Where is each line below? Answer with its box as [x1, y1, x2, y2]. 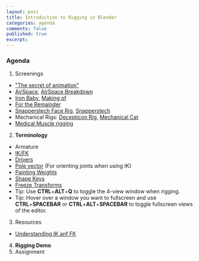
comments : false [6, 25, 47, 32]
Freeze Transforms [14, 181, 62, 189]
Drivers [14, 156, 34, 163]
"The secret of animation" [14, 82, 79, 89]
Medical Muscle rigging [14, 120, 73, 127]
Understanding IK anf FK [14, 230, 76, 238]
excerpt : [6, 37, 28, 43]
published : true [6, 31, 47, 37]
